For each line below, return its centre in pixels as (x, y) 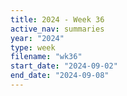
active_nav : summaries (57, 29)
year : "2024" (37, 38)
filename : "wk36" (46, 57)
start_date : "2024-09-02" (64, 66)
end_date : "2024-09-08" (60, 76)
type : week (33, 47)
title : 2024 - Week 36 (57, 19)
